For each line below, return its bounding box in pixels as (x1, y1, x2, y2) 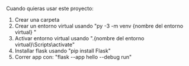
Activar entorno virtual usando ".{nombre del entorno (14, 35, 145, 41)
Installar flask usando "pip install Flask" (14, 47, 111, 54)
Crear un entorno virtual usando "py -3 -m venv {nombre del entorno (14, 23, 184, 29)
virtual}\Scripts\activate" (14, 41, 75, 48)
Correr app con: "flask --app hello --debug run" (14, 54, 132, 60)
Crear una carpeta (14, 16, 60, 23)
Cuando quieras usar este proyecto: (6, 5, 94, 12)
